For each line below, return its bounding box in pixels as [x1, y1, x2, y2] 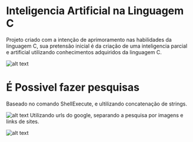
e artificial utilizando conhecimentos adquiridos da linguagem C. [6, 48, 162, 55]
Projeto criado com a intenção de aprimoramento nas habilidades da [6, 36, 172, 43]
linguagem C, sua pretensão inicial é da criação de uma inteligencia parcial [6, 42, 188, 49]
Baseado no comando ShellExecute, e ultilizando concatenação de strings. [6, 100, 187, 107]
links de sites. [6, 118, 39, 125]
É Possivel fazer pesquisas [6, 81, 140, 94]
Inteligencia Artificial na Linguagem [6, 4, 184, 18]
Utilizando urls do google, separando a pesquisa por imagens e [29, 111, 184, 118]
